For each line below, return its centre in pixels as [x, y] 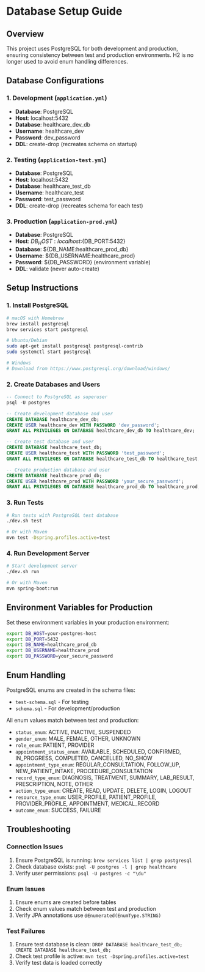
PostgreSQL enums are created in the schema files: [71, 690]
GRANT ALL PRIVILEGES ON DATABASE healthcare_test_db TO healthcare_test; [103, 459]
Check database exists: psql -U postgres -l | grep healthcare [96, 866]
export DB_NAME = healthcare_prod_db [52, 645]
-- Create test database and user [50, 442]
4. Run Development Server [48, 554]
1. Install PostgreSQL [38, 305]
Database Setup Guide [64, 11]
